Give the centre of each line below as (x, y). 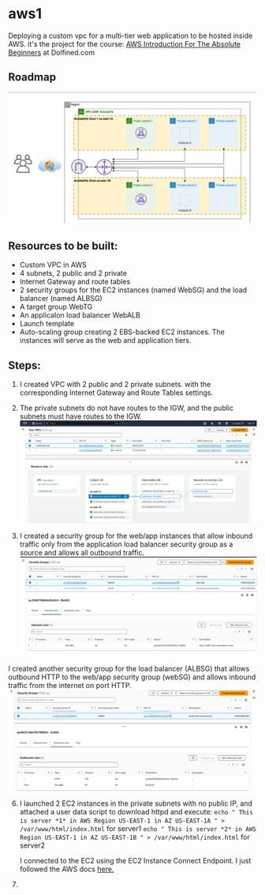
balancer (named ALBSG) (61, 299)
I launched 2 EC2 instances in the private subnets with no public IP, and (136, 803)
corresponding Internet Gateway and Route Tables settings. (116, 393)
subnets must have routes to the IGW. (80, 416)
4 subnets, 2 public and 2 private (73, 273)
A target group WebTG (56, 307)
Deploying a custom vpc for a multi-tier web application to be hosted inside (131, 36)
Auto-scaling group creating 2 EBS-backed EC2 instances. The (122, 332)
